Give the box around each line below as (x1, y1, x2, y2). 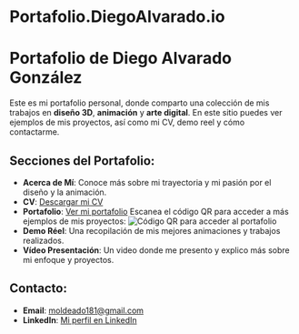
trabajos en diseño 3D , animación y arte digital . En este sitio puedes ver (9, 107, 283, 118)
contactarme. (9, 127, 60, 137)
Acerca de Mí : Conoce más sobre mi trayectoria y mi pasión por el (22, 177, 272, 187)
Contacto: (9, 280, 68, 297)
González (9, 67, 83, 88)
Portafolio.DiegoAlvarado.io (9, 6, 225, 27)
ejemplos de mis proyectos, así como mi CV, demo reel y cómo (9, 116, 245, 128)
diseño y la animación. (22, 187, 107, 197)
